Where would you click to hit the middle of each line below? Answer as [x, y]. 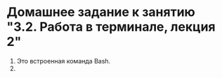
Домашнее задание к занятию [101, 12]
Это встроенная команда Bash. [64, 61]
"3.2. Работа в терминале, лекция [111, 27]
